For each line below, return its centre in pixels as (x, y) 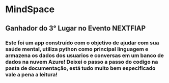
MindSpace (30, 9)
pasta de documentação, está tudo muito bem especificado (80, 68)
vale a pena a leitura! (31, 74)
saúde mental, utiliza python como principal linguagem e (77, 49)
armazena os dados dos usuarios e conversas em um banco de (85, 56)
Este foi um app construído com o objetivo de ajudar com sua (82, 43)
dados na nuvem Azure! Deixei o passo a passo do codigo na (82, 62)
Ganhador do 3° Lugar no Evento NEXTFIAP (76, 28)
